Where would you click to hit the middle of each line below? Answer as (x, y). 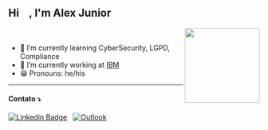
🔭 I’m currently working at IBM (69, 65)
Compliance (39, 56)
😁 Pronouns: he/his (52, 73)
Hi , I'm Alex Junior (60, 13)
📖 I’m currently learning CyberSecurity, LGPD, (95, 48)
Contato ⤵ (25, 99)
